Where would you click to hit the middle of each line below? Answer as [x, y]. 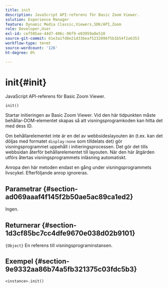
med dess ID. [19, 126]
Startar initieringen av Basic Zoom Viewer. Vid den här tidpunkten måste [80, 115]
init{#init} [26, 82]
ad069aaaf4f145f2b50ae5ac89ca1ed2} [69, 197]
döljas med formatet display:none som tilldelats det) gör [64, 141]
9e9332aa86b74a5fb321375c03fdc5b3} [71, 269]
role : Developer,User [28, 29]
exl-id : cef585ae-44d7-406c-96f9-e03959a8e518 [55, 34]
